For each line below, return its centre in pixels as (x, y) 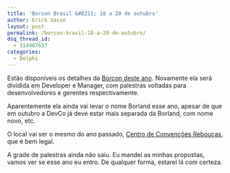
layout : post (26, 26)
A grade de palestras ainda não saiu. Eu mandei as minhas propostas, (106, 154)
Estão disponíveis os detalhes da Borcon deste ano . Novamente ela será (109, 78)
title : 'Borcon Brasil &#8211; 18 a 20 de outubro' (83, 13)
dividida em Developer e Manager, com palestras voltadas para (97, 85)
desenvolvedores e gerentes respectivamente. (73, 92)
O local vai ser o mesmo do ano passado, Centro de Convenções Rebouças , (115, 134)
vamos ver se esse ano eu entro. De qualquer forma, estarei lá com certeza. (115, 162)
